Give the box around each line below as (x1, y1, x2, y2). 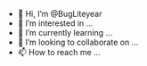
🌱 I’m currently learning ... (17, 28, 113, 37)
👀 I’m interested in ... (17, 18, 94, 29)
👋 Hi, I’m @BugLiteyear (17, 9, 102, 19)
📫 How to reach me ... (17, 47, 101, 57)
